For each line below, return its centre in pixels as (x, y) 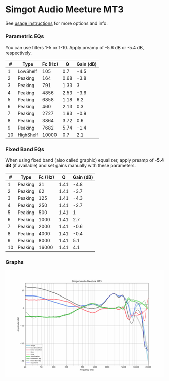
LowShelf (27, 71)
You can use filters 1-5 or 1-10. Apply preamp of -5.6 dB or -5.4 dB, (75, 48)
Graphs (14, 262)
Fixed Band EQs (25, 149)
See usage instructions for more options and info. (57, 23)
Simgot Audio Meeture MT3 (64, 9)
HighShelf (28, 135)
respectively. (18, 53)
